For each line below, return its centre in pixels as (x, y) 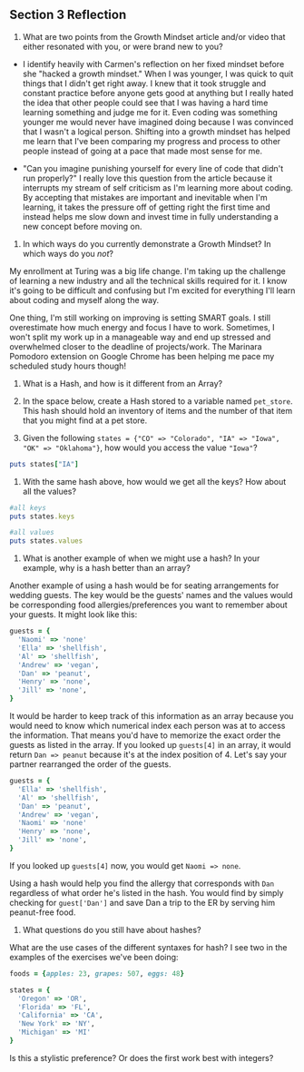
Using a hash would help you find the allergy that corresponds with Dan (142, 883)
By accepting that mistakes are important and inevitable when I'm (145, 197)
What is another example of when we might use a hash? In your (141, 558)
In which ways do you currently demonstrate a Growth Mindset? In (147, 243)
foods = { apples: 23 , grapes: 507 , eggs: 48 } (97, 974)
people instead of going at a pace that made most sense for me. (142, 151)
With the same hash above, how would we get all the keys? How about (154, 481)
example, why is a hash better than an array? (106, 568)
